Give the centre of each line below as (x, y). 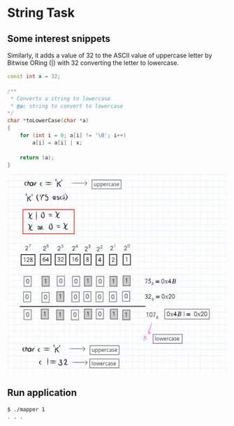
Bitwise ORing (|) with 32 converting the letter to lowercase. (93, 63)
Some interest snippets (59, 39)
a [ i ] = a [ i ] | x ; (57, 142)
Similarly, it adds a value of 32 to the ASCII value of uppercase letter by (110, 55)
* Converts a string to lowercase (60, 98)
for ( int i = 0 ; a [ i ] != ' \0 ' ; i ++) (73, 135)
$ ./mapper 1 (26, 410)
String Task (41, 13)
